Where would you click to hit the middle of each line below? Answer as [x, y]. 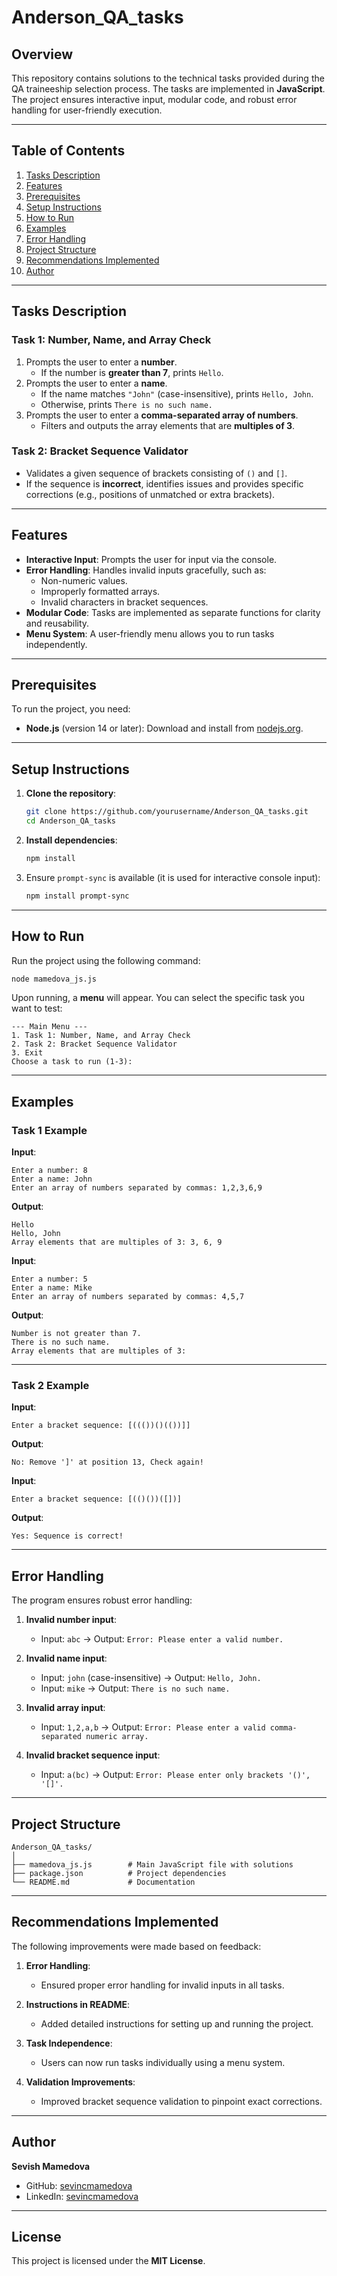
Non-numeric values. [84, 580]
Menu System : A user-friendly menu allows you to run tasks [150, 633]
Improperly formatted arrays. [100, 591]
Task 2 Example [50, 1386]
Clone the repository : [71, 793]
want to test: [37, 1008]
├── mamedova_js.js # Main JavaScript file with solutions [152, 1865]
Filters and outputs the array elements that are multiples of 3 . [168, 425]
